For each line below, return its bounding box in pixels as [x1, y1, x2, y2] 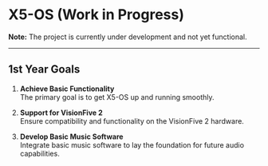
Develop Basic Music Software [19, 132, 124, 141]
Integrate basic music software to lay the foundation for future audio [19, 140, 245, 149]
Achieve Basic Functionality [19, 84, 115, 93]
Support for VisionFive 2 [19, 108, 104, 117]
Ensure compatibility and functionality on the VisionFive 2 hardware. [19, 116, 245, 125]
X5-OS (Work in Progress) [8, 6, 185, 24]
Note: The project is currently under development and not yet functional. [8, 32, 247, 41]
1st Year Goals [8, 62, 81, 77]
